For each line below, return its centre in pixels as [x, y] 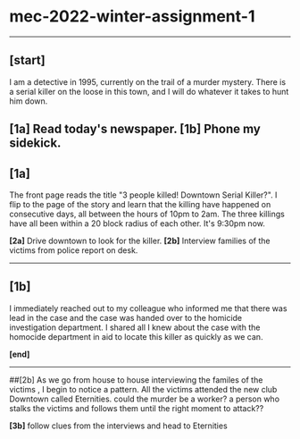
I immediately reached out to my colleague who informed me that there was [148, 308]
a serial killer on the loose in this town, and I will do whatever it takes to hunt [149, 91]
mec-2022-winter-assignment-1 [133, 17]
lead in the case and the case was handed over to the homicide [126, 317]
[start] [28, 60]
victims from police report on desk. [74, 250]
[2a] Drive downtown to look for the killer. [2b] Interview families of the [140, 241]
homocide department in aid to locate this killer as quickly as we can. [136, 336]
